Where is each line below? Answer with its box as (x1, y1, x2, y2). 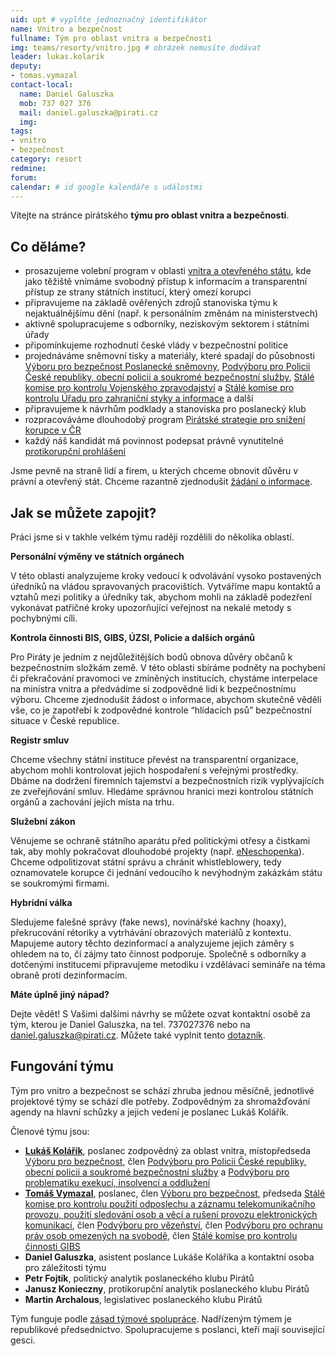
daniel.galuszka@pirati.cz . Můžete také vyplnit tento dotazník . (10, 1029, 266, 1041)
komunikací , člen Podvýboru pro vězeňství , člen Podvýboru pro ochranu (24, 1219, 323, 1231)
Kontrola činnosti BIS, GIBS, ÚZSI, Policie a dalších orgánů (10, 632, 256, 643)
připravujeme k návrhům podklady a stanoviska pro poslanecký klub (24, 403, 307, 415)
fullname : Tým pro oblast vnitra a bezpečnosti (10, 33, 213, 43)
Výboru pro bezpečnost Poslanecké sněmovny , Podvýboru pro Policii (24, 361, 311, 373)
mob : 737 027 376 (19, 98, 92, 108)
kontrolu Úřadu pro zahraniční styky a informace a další (24, 392, 254, 405)
